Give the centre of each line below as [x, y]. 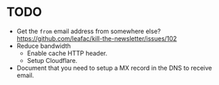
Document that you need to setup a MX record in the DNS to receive [114, 68]
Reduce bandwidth [43, 46]
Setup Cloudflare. [52, 60]
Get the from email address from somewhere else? [89, 31]
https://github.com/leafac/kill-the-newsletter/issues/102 [97, 38]
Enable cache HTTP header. [67, 53]
